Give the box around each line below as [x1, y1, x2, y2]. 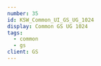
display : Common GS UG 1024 [7, 23, 89, 30]
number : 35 [7, 10, 39, 17]
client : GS [7, 49, 39, 56]
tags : [7, 29, 23, 36]
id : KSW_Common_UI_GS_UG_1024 [7, 16, 95, 23]
